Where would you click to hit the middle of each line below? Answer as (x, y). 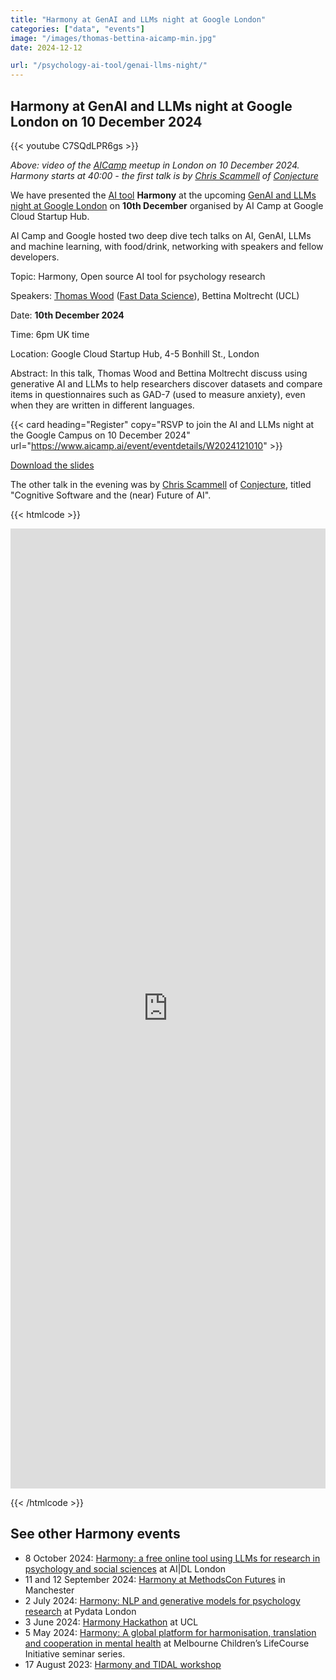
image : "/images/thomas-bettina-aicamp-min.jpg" (113, 38)
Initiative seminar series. (75, 1653)
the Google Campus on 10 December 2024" (100, 435)
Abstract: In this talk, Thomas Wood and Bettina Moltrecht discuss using (159, 373)
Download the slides (52, 465)
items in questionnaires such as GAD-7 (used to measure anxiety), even (158, 394)
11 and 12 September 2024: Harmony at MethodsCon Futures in (155, 1579)
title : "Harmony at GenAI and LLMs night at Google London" (138, 19)
